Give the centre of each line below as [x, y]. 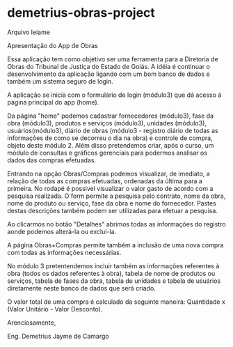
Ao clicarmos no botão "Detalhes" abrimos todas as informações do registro [116, 224]
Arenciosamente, [32, 323]
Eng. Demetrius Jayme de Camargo [58, 336]
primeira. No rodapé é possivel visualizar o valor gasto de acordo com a [110, 188]
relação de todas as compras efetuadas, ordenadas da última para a [105, 181]
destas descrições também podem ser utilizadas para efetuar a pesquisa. [112, 210]
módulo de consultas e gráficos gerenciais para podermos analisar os [107, 153]
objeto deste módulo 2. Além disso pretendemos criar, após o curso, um [111, 145]
